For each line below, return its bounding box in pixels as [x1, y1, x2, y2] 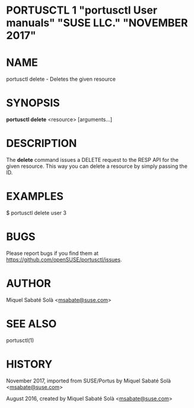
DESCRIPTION [6, 137, 77, 150]
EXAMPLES [6, 190, 63, 203]
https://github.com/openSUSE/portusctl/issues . [6, 256, 122, 263]
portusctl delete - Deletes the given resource [6, 75, 116, 83]
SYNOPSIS [6, 96, 61, 110]
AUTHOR [6, 277, 52, 291]
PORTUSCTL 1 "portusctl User [6, 4, 158, 17]
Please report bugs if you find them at [6, 250, 99, 257]
